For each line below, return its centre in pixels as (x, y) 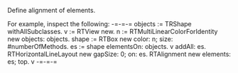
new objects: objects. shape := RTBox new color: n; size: (90, 39)
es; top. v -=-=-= (33, 62)
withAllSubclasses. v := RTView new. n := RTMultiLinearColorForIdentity (113, 32)
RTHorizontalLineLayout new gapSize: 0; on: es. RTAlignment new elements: (119, 54)
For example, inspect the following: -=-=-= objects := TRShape (99, 24)
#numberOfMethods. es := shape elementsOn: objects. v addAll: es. (107, 46)
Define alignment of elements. (52, 10)
